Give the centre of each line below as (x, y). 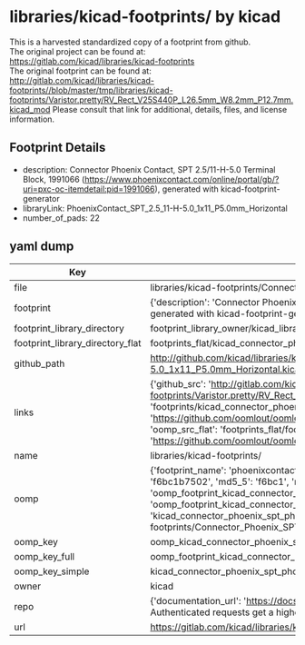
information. (32, 119)
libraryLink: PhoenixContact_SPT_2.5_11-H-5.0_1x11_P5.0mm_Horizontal (155, 208)
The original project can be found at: (78, 51)
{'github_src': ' (180, 383)
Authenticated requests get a (212, 612)
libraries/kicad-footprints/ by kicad (145, 17)
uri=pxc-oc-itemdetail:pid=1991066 (89, 189)
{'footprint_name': (188, 470)
